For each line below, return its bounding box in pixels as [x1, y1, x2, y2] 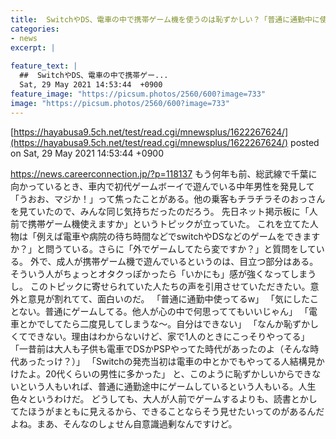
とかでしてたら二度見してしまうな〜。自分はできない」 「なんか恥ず [18, 317, 302, 330]
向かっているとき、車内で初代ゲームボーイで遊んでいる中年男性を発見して [10, 180, 315, 192]
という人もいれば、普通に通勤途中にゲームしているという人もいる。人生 [18, 380, 317, 392]
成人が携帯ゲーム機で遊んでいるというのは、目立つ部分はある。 [56, 255, 319, 267]
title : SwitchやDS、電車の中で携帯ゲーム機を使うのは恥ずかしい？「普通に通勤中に [10, 14, 320, 25]
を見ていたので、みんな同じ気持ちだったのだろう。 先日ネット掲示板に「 [10, 205, 310, 217]
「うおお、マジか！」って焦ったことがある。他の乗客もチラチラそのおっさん [10, 192, 326, 205]
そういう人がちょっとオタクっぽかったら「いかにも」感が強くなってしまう [10, 267, 317, 280]
